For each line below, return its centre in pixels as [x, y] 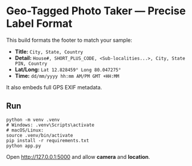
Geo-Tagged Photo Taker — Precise [96, 11]
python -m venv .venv [33, 120]
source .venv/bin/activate [40, 135]
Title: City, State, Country [49, 51]
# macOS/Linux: [25, 130]
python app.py [24, 146]
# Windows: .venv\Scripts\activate [50, 125]
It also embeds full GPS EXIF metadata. [54, 87]
